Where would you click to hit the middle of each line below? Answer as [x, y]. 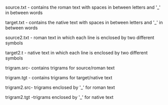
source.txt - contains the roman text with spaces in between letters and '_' [83, 7]
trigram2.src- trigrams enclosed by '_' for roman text [60, 87]
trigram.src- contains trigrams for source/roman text [60, 68]
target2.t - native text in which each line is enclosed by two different [77, 53]
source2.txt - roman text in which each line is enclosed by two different [80, 38]
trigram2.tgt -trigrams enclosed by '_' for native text [59, 97]
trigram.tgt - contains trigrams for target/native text [59, 77]
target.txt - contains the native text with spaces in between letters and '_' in [84, 22]
